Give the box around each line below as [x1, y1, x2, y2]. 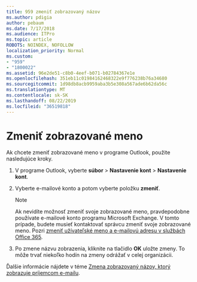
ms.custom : [6, 53, 34, 59]
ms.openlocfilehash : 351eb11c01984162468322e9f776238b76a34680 [6, 75, 168, 81]
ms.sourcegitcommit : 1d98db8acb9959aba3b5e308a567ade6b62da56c [6, 81, 168, 87]
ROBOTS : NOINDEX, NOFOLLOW [6, 43, 74, 48]
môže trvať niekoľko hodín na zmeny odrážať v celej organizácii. [14, 251, 174, 259]
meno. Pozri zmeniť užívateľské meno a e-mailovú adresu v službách [14, 227, 186, 234]
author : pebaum [6, 20, 44, 26]
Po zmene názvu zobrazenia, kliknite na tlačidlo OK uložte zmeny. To [14, 245, 185, 252]
